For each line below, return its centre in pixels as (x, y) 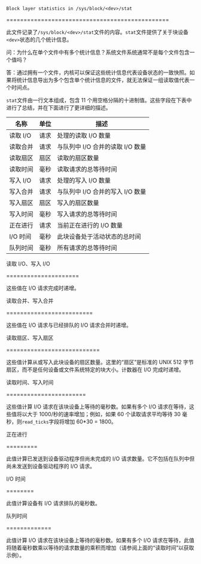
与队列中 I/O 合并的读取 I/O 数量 (102, 147)
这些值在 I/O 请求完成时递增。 (43, 288)
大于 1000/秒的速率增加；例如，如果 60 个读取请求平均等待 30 (103, 414)
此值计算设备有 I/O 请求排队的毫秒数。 (53, 503)
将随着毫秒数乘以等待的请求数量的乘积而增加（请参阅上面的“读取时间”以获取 (100, 548)
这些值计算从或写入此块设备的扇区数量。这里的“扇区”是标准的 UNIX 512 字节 (100, 362)
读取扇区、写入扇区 (30, 338)
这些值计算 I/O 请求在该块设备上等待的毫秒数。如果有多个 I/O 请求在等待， (98, 407)
